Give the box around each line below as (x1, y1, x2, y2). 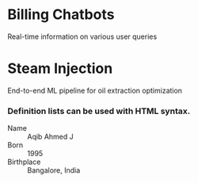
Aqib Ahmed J (27, 132, 74, 142)
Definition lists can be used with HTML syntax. (7, 105, 191, 116)
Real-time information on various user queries (7, 32, 158, 41)
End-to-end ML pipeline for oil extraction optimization (7, 86, 183, 95)
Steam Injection (7, 59, 113, 78)
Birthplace (7, 157, 41, 167)
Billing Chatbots (7, 6, 115, 24)
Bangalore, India (27, 166, 81, 175)
